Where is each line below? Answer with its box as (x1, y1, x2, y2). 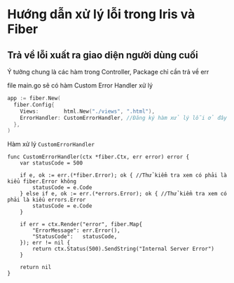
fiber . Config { (13, 101, 55, 108)
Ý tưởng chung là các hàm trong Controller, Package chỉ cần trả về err (7, 68, 209, 76)
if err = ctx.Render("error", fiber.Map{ (20, 221, 142, 228)
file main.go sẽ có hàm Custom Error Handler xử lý (7, 81, 153, 90)
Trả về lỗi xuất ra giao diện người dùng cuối (7, 49, 198, 61)
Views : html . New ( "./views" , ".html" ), (20, 108, 156, 115)
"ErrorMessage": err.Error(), (32, 227, 121, 234)
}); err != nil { (20, 240, 71, 247)
